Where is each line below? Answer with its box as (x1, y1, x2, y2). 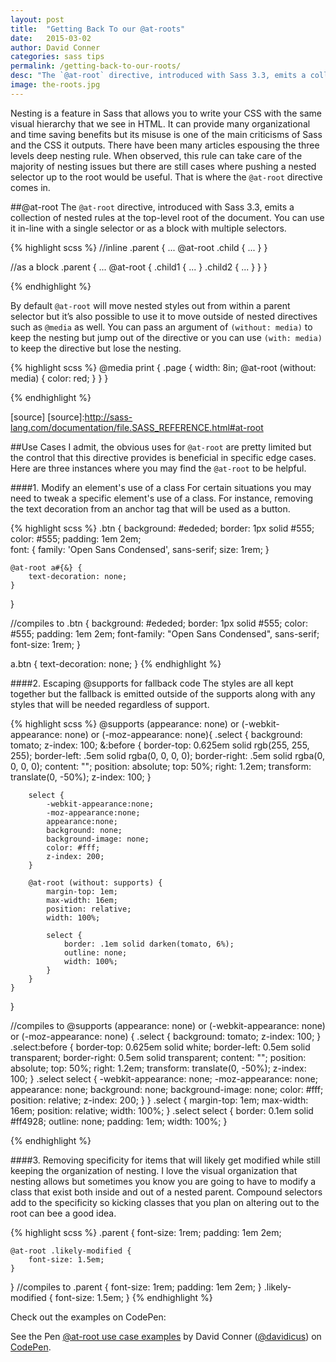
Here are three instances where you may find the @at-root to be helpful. (10, 462, 307, 474)
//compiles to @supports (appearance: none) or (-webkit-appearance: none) (10, 1019, 326, 1031)
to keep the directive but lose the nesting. (10, 342, 182, 354)
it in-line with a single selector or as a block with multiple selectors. (10, 222, 287, 234)
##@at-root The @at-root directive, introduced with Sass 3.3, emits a (10, 201, 295, 213)
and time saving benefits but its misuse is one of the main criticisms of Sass (10, 128, 323, 140)
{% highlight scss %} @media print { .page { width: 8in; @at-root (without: (10, 361, 317, 373)
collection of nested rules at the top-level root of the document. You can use (10, 211, 325, 223)
